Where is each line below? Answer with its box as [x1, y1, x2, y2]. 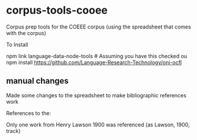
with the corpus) [6, 29, 46, 36]
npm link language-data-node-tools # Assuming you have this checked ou [6, 52, 188, 59]
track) [6, 127, 21, 134]
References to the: [6, 109, 51, 116]
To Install [6, 41, 28, 48]
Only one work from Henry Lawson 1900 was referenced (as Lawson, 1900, [6, 121, 190, 128]
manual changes [6, 76, 69, 86]
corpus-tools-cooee [6, 4, 108, 17]
